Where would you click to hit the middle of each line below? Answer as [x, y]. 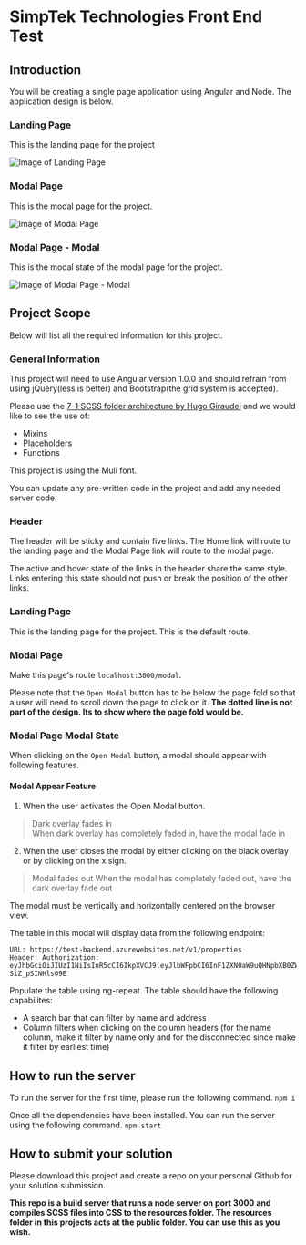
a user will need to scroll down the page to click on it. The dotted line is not [151, 702]
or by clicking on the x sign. [74, 861]
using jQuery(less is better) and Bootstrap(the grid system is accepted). [144, 388]
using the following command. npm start [86, 1125]
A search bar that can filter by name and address [114, 1018]
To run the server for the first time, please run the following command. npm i [153, 1098]
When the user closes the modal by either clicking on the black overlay [156, 851]
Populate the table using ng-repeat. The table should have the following [144, 991]
